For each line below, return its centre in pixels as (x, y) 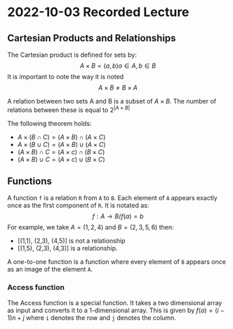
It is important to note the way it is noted (66, 77)
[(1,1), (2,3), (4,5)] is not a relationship (71, 241)
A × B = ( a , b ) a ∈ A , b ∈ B (118, 66)
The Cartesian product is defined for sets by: (72, 55)
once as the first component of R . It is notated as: (78, 205)
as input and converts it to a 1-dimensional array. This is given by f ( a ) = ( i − (116, 310)
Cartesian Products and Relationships (92, 38)
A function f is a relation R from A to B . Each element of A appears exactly (112, 198)
